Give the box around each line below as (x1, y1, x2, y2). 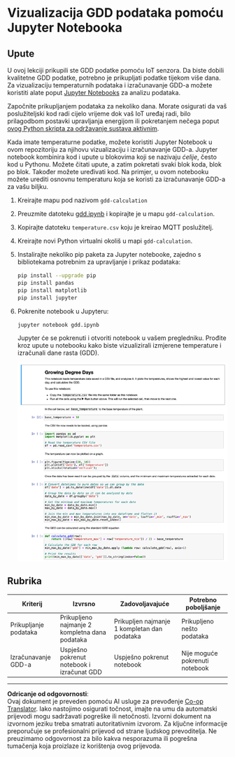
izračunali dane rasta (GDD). (17, 348, 99, 358)
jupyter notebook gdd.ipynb (17, 321, 99, 328)
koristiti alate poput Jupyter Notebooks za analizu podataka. (7, 89, 180, 97)
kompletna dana (59, 628, 106, 637)
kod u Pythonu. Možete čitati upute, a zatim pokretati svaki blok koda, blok (7, 160, 222, 169)
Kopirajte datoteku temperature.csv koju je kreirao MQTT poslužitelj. (17, 223, 214, 232)
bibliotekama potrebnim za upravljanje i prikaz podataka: (17, 257, 180, 266)
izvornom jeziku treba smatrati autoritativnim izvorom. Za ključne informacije (7, 719, 228, 728)
